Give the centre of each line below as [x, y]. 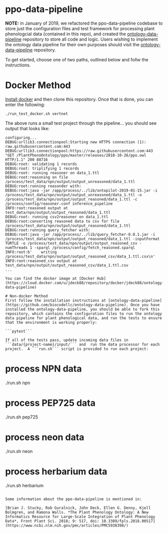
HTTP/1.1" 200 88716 [27, 159]
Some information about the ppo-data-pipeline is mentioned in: [73, 499]
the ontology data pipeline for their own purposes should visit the [72, 44]
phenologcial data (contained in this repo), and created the [66, 34]
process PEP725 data [50, 403]
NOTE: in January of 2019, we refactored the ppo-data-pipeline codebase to [84, 23]
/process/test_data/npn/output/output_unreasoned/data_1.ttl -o [73, 195]
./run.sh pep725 [22, 417]
